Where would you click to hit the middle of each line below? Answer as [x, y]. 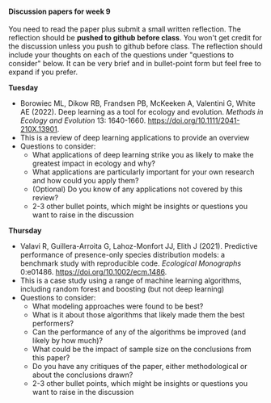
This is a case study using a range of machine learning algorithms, [131, 281]
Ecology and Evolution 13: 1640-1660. [83, 120]
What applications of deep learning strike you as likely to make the [143, 155]
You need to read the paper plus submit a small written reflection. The [125, 29]
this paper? [51, 358]
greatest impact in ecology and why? [94, 164]
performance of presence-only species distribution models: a [122, 255]
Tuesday [23, 88]
